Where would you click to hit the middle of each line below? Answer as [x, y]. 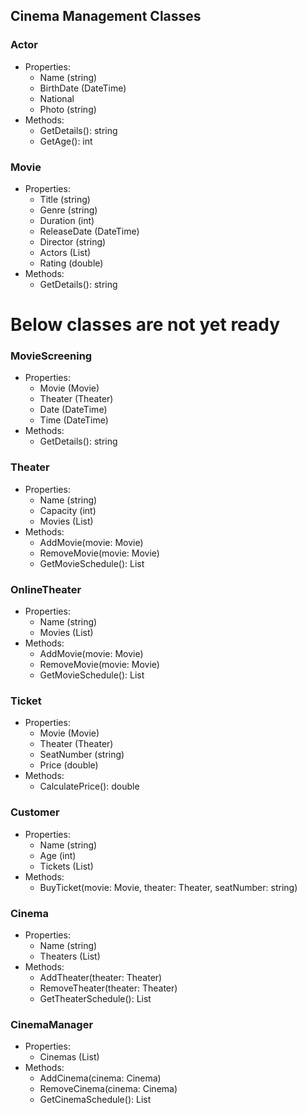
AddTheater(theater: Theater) [101, 977]
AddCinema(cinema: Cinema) [100, 1078]
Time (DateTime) [74, 420]
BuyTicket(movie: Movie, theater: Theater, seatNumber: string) [168, 887]
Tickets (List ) [66, 866]
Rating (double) [71, 263]
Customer [35, 812]
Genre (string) [68, 210]
